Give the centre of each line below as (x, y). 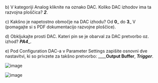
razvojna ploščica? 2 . (26, 12)
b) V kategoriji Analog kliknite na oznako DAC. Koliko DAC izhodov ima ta (78, 7)
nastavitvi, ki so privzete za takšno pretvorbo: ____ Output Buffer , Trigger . (79, 56)
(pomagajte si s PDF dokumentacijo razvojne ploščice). (61, 27)
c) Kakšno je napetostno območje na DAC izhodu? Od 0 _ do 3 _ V (70, 22)
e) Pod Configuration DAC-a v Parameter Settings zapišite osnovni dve (76, 51)
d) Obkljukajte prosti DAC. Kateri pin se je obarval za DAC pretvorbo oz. (77, 36)
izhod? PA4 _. (18, 41)
